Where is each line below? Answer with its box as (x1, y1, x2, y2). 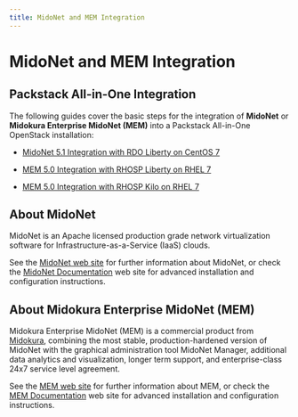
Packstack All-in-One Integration (9, 86, 197, 102)
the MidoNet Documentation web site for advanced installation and (9, 266, 254, 277)
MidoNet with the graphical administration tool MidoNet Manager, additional (9, 345, 287, 356)
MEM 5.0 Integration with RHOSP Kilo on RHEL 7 (21, 181, 200, 192)
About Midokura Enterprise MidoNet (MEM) (9, 302, 255, 317)
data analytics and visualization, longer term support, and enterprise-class (9, 354, 283, 365)
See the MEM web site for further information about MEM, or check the (9, 380, 270, 392)
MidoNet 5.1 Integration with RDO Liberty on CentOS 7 (21, 146, 221, 157)
